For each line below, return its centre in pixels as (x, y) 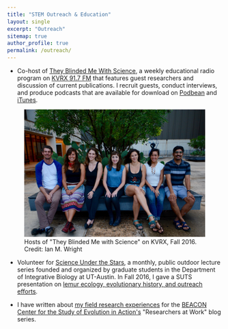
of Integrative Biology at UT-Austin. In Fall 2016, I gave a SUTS (104, 277)
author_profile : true (38, 43)
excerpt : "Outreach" (37, 29)
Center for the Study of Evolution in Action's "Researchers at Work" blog (119, 312)
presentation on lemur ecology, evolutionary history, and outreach (110, 285)
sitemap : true (27, 36)
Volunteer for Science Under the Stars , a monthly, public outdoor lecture (118, 263)
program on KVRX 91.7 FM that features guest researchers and (105, 78)
